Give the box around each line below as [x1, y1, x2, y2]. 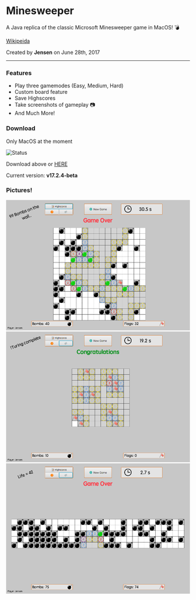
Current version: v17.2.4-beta [6, 172, 78, 179]
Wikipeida [6, 37, 30, 45]
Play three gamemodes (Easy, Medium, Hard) [14, 82, 124, 89]
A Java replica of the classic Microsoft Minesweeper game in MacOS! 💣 [6, 23, 180, 30]
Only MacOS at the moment [6, 138, 73, 145]
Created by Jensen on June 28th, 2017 [6, 49, 100, 56]
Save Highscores [14, 95, 56, 102]
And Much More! [14, 110, 55, 117]
